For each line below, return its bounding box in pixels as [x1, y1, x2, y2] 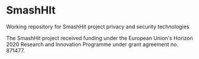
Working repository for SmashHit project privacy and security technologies [6, 23, 189, 30]
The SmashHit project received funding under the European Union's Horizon [6, 34, 193, 41]
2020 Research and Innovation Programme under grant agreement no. [6, 41, 179, 48]
